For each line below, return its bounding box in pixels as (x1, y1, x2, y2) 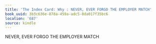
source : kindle (5, 20, 36, 26)
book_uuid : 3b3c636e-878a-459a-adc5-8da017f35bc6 (5, 12, 109, 16)
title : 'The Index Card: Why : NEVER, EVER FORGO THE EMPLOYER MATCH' (5, 7, 152, 12)
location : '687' (5, 16, 38, 21)
